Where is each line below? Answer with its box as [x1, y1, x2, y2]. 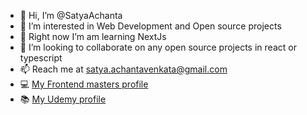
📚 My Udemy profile [19, 93, 107, 105]
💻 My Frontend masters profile [19, 78, 149, 90]
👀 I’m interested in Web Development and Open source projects [19, 20, 282, 32]
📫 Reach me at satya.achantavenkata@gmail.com [19, 63, 228, 75]
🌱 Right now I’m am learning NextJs [19, 31, 167, 42]
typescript [19, 52, 63, 64]
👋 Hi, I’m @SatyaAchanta [19, 10, 123, 21]
